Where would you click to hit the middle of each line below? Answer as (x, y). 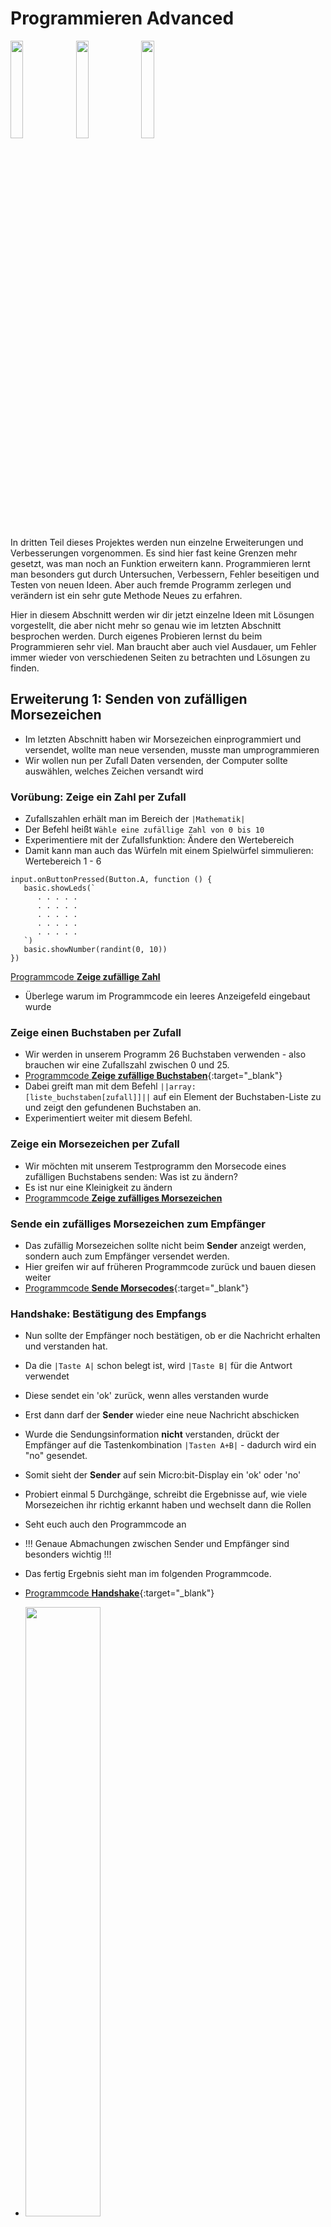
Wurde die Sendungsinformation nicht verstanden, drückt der (152, 1434)
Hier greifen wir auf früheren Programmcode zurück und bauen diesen (170, 1266)
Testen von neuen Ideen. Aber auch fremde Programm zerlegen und (151, 584)
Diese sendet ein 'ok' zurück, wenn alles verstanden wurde (146, 1396)
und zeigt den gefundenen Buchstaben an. (113, 1108)
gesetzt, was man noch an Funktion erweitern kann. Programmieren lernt (160, 563)
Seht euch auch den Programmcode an (105, 1524)
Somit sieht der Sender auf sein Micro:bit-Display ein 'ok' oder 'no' (163, 1475)
